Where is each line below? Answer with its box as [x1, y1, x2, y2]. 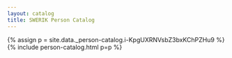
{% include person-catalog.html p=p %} [7, 43, 123, 51]
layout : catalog [7, 10, 54, 17]
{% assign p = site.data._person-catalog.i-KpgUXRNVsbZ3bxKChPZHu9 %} [7, 35, 225, 43]
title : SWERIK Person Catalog [7, 17, 95, 23]
